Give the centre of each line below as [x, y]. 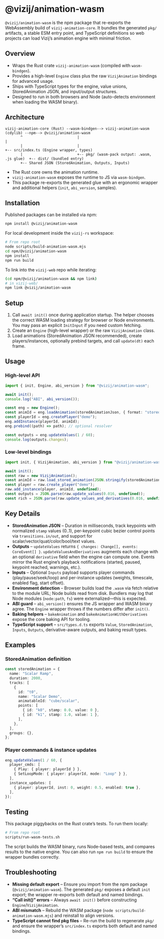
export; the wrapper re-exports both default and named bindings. [78, 894]
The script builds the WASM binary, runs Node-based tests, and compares [80, 847]
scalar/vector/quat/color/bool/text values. [54, 541]
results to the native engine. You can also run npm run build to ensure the [79, 852]
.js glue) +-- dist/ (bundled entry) [44, 159]
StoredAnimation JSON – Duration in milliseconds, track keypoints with [84, 525]
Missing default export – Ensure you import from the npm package [80, 884]
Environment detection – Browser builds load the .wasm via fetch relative [85, 588]
